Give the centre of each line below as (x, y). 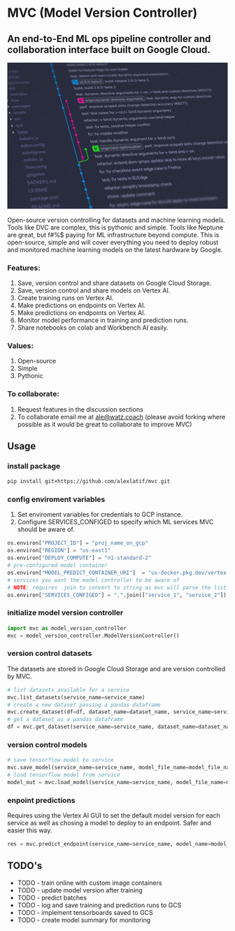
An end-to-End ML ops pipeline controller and (109, 39)
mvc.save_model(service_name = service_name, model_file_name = (98, 768)
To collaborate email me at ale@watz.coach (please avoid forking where (121, 416)
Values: (20, 346)
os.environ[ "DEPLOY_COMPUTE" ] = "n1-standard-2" (79, 558)
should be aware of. (46, 529)
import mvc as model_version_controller (67, 628)
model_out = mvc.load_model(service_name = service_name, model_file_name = (117, 782)
